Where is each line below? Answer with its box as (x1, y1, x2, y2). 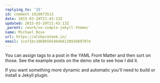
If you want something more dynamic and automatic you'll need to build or (5, 67, 156, 73)
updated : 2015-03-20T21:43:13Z (5, 21, 69, 26)
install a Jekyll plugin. (5, 72, 49, 78)
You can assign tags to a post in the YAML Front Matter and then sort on (5, 52, 151, 58)
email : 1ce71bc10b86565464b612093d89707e (5, 39, 91, 44)
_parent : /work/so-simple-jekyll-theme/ (5, 25, 89, 30)
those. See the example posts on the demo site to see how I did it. (5, 57, 138, 63)
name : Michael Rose (5, 30, 45, 35)
